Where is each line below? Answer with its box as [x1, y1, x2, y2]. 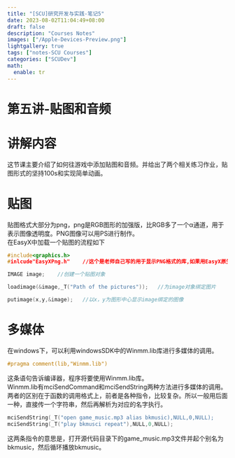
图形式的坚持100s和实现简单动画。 [7, 169, 107, 177]
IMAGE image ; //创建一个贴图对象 [7, 271, 106, 278]
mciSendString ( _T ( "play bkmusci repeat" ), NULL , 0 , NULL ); [7, 420, 173, 427]
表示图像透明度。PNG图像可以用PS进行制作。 [7, 229, 138, 238]
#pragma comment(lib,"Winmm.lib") [7, 360, 108, 367]
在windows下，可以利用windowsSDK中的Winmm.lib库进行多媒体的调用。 [7, 346, 218, 355]
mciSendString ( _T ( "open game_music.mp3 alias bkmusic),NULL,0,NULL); [7, 414, 215, 421]
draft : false [7, 23, 45, 30]
